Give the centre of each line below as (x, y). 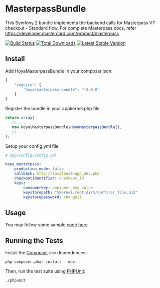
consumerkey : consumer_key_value (58, 187)
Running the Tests (34, 241)
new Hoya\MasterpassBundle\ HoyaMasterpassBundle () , (67, 127)
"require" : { (28, 85)
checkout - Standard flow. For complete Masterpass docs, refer (71, 28)
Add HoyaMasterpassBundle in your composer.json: (59, 71)
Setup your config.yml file (32, 146)
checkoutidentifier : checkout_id (49, 178)
